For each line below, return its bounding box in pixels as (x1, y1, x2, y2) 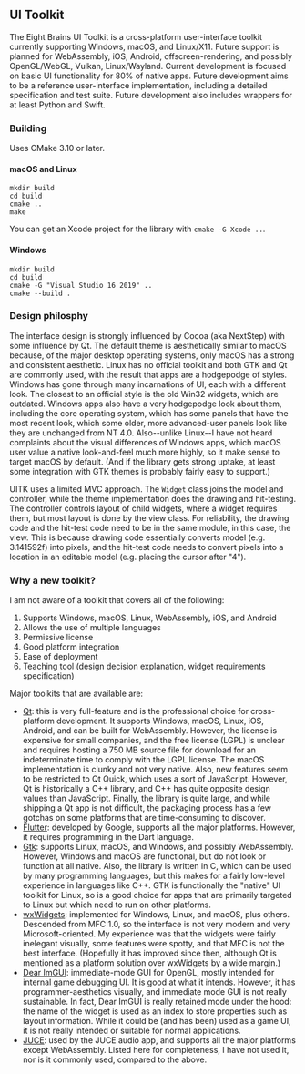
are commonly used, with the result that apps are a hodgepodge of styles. (9, 369, 288, 380)
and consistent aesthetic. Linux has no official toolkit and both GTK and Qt (9, 359, 288, 370)
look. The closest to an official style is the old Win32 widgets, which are (9, 388, 280, 399)
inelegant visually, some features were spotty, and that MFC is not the (22, 938, 285, 949)
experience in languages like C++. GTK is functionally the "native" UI (22, 880, 281, 891)
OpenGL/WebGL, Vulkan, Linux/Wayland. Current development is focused (9, 60, 287, 71)
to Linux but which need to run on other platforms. (22, 899, 211, 910)
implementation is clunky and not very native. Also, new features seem (22, 764, 289, 775)
